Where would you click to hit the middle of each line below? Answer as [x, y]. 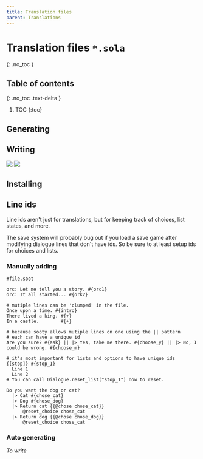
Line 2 [20, 374]
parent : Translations [34, 18]
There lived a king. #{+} [39, 316]
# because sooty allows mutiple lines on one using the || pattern [94, 331]
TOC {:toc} [29, 110]
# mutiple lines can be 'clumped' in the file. [68, 305]
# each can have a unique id [43, 337]
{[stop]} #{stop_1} [31, 364]
